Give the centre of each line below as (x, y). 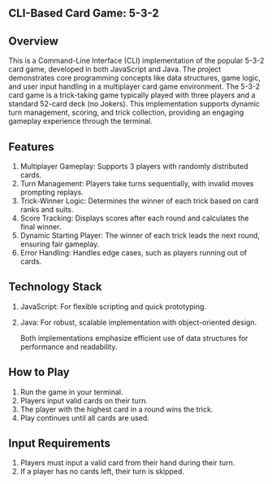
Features (31, 147)
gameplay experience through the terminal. (80, 121)
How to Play (39, 372)
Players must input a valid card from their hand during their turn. (127, 463)
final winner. (41, 227)
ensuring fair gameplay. (60, 244)
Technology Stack (55, 287)
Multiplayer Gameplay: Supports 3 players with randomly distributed (134, 167)
